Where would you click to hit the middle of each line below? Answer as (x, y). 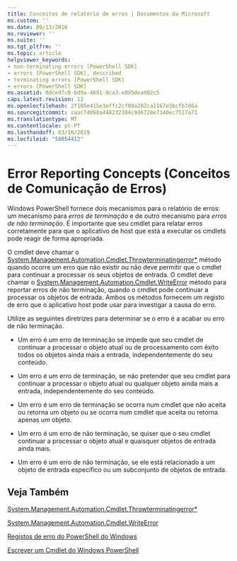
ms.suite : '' (27, 40)
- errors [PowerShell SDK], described (64, 73)
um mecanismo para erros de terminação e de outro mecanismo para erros (117, 216)
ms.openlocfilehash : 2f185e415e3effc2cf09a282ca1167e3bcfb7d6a (103, 106)
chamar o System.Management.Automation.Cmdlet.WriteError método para (117, 282)
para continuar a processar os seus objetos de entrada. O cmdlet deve (110, 275)
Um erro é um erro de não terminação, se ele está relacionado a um (116, 462)
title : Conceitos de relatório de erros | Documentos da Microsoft (109, 14)
